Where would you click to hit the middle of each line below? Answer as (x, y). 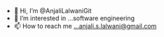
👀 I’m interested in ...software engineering (74, 18)
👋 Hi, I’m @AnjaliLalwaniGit (53, 11)
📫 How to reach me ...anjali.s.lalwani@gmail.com (85, 26)
